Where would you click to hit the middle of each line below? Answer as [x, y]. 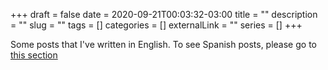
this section [34, 55]
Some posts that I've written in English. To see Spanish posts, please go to [163, 44]
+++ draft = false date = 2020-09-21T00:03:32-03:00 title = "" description [164, 14]
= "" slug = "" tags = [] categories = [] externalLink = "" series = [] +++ [156, 25]
